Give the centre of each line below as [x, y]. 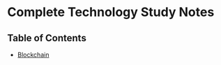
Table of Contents [47, 38]
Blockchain [33, 55]
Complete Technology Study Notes [111, 12]
